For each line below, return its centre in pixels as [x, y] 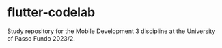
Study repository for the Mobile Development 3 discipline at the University [111, 31]
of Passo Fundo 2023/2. [41, 38]
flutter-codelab [51, 13]
